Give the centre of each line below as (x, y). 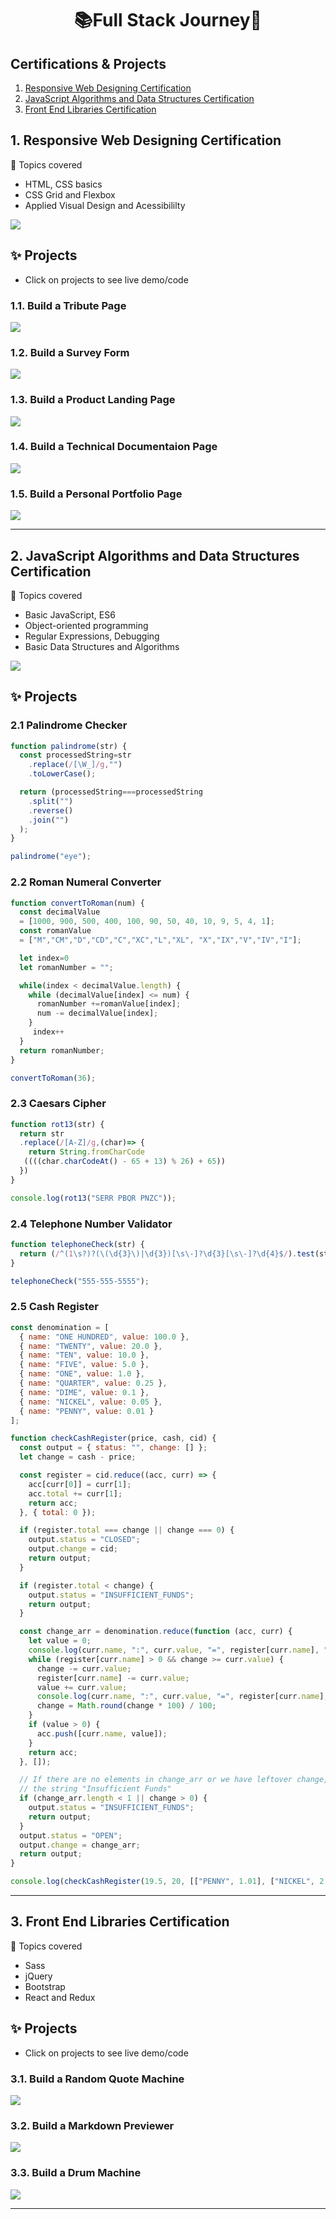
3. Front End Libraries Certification (120, 1922)
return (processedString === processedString (111, 792)
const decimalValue (60, 912)
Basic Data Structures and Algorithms (102, 646)
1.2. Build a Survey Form (70, 352)
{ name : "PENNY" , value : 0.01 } (87, 1411)
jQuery (38, 1976)
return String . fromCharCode (86, 1152)
